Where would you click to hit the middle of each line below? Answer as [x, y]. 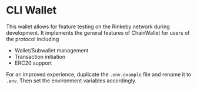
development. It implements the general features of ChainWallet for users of [98, 32]
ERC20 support [33, 63]
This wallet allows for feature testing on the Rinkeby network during [88, 26]
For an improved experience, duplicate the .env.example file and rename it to [99, 74]
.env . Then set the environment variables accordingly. [71, 81]
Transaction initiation [40, 56]
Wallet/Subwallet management [51, 50]
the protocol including [33, 39]
